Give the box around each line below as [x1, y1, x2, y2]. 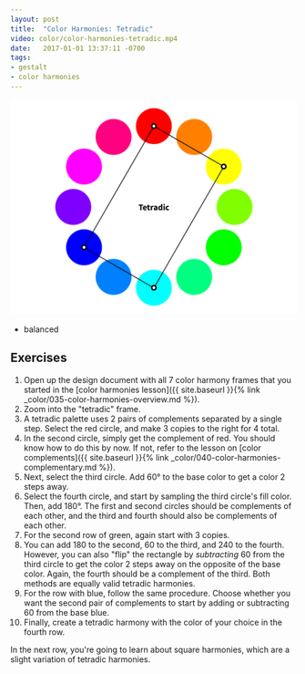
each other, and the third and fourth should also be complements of [23, 510, 278, 521]
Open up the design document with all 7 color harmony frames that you [23, 374, 292, 385]
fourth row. [23, 626, 66, 638]
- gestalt [10, 63, 48, 72]
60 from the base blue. [23, 607, 110, 617]
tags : [10, 53, 31, 63]
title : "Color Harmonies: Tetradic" [10, 24, 154, 34]
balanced [23, 324, 59, 335]
